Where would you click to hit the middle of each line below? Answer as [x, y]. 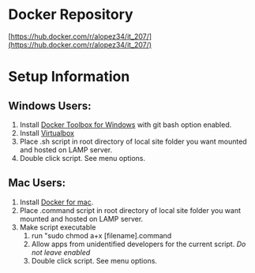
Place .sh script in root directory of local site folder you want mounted [133, 141]
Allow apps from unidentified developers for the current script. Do [139, 244]
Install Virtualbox [47, 133]
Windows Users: [50, 105]
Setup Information [69, 77]
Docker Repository [71, 15]
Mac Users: [37, 183]
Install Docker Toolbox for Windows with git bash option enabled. [126, 125]
